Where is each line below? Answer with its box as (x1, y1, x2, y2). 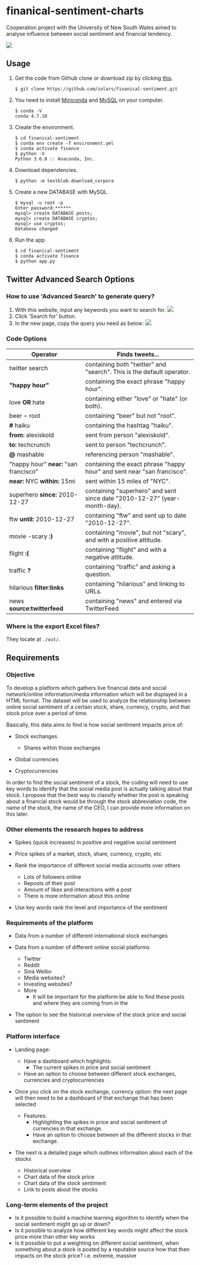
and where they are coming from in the (32, 999, 128, 1007)
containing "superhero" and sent (85, 486, 177, 495)
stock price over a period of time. (6, 710, 88, 717)
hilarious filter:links (9, 583, 64, 592)
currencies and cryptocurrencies (23, 1076, 105, 1083)
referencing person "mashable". (85, 450, 175, 458)
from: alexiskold (9, 430, 55, 439)
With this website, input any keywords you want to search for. (14, 307, 166, 314)
